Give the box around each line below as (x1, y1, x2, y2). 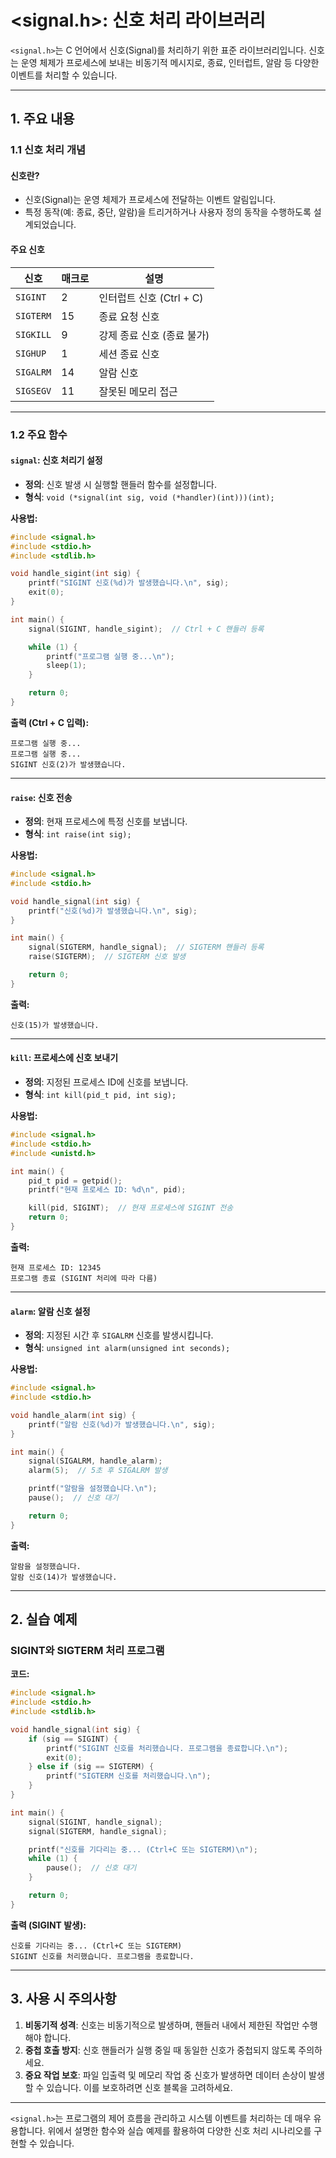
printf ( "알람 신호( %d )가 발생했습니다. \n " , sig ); (28, 1419, 217, 1430)
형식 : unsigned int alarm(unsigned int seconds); (24, 1342, 231, 1354)
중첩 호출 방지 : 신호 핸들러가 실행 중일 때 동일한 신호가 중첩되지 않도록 (24, 2044, 297, 2056)
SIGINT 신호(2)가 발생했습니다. (10, 759, 127, 770)
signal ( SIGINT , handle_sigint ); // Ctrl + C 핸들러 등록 (28, 624, 265, 634)
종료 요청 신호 (98, 309, 160, 323)
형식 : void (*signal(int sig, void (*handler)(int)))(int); (24, 491, 275, 503)
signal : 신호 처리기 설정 (10, 454, 103, 466)
